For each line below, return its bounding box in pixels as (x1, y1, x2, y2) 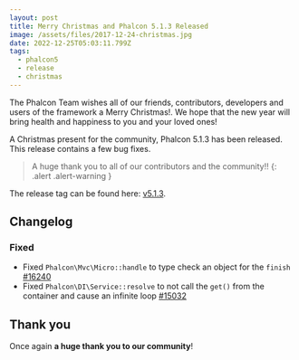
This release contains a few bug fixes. (9, 143, 151, 154)
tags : (9, 47, 30, 56)
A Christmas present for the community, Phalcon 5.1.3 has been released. (9, 133, 283, 145)
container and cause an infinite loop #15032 (22, 290, 188, 301)
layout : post (9, 13, 59, 23)
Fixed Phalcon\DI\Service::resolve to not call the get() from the (22, 281, 265, 292)
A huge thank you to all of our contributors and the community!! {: (31, 160, 277, 172)
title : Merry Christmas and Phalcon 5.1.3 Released (9, 22, 208, 31)
